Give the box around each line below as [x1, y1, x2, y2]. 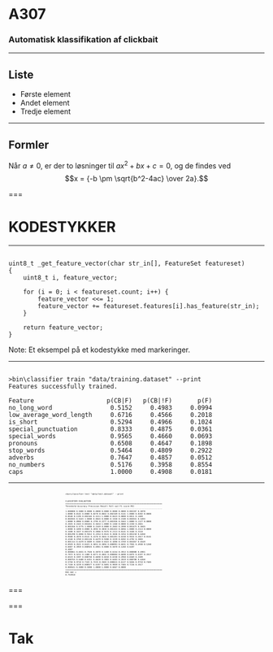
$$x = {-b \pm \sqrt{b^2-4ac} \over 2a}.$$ [64, 173, 209, 183]
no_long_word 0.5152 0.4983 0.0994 [8, 403, 213, 411]
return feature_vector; [23, 323, 104, 332]
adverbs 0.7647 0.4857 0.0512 [8, 453, 213, 462]
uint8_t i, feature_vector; [23, 273, 118, 281]
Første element [19, 89, 71, 99]
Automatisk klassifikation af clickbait [8, 34, 158, 46]
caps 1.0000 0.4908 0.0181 [8, 467, 213, 476]
